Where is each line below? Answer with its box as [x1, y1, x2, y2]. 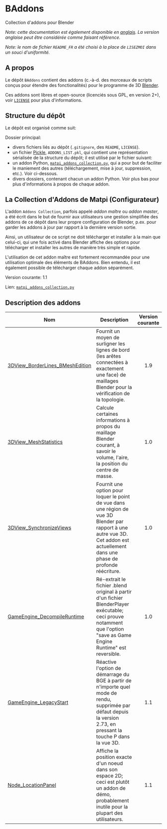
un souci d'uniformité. [5, 49, 50, 55]
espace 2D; [96, 772, 123, 779]
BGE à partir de [96, 677, 132, 684]
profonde [96, 561, 118, 568]
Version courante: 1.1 [5, 275, 47, 280]
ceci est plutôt [96, 779, 130, 786]
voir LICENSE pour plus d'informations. [5, 97, 83, 103]
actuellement [96, 543, 127, 550]
